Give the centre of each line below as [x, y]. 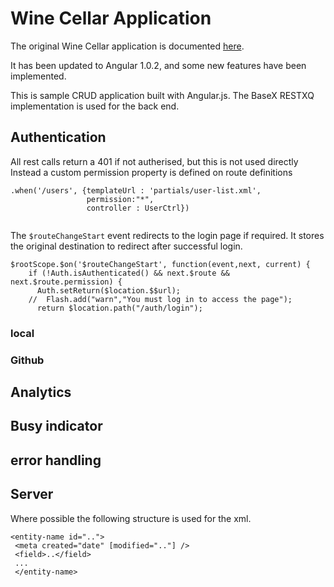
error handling [56, 460]
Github [27, 360]
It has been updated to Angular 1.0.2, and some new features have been [158, 65]
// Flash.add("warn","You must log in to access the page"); [160, 299]
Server [32, 494]
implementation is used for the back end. [95, 106]
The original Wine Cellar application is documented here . [127, 46]
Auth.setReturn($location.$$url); [109, 290]
